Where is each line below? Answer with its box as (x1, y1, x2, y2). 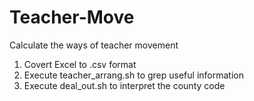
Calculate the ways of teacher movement (9, 39, 179, 51)
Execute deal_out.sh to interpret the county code (23, 79, 226, 91)
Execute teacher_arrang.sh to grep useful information (23, 69, 244, 81)
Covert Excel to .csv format (23, 58, 137, 70)
